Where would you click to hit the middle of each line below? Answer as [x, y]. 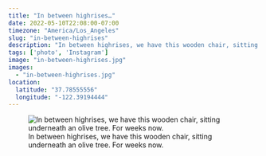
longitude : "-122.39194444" [62, 97]
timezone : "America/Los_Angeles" [64, 30]
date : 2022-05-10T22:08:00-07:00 [64, 23]
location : [25, 82]
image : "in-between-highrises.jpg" [67, 60]
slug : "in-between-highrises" [59, 38]
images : [21, 68]
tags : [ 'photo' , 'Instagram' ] [59, 53]
